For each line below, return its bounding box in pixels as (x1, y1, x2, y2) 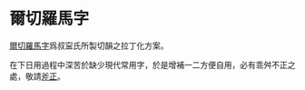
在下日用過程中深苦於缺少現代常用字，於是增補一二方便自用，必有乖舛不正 (9, 59, 288, 70)
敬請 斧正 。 (25, 70, 65, 82)
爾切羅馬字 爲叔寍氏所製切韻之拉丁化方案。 (9, 40, 169, 51)
